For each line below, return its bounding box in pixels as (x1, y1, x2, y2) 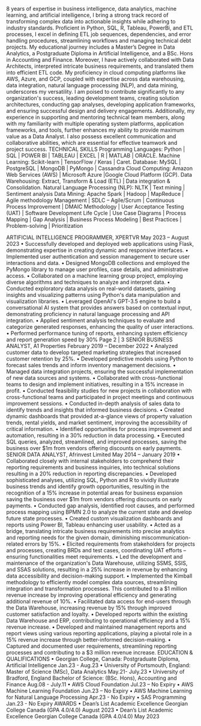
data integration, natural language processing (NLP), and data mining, (6, 82, 179, 89)
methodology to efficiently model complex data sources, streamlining (6, 579, 178, 585)
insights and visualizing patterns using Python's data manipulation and (6, 291, 181, 298)
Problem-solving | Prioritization (6, 222, 83, 229)
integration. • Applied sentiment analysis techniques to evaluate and (6, 317, 175, 324)
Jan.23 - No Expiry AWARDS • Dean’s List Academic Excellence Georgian (6, 700, 188, 707)
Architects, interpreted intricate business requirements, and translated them (6, 63, 194, 70)
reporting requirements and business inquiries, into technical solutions (6, 464, 180, 471)
